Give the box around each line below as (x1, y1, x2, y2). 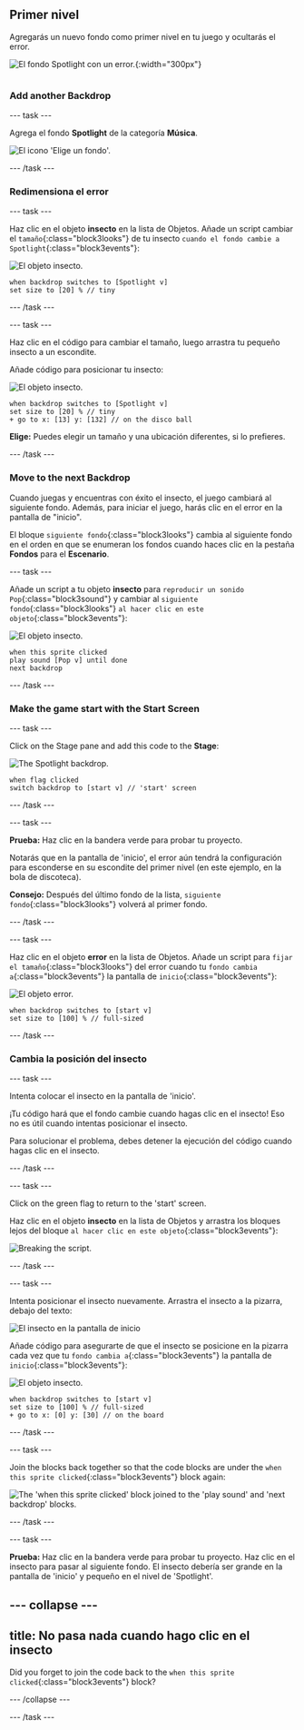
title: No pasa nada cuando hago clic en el (9, 1628, 250, 1644)
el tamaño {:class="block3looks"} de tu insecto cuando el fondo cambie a (9, 233, 279, 244)
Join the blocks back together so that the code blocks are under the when (9, 1462, 282, 1473)
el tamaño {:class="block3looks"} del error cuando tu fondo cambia (9, 962, 258, 972)
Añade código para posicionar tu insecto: (9, 364, 164, 375)
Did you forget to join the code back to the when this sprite (9, 1666, 235, 1677)
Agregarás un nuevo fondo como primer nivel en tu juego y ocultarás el (9, 31, 276, 42)
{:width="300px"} (134, 58, 202, 69)
